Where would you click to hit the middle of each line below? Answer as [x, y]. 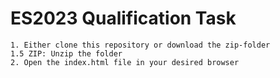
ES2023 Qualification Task [123, 18]
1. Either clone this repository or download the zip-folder [140, 45]
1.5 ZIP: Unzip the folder [66, 53]
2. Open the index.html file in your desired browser [125, 62]
